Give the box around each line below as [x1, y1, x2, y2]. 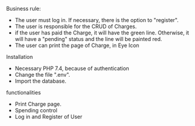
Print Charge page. [14, 100, 61, 108]
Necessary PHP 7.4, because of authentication [14, 65, 129, 72]
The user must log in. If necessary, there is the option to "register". [14, 17, 179, 23]
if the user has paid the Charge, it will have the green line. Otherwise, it [14, 29, 190, 36]
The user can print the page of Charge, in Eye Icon [14, 42, 140, 49]
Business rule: [6, 5, 41, 12]
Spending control [14, 107, 58, 114]
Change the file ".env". [14, 71, 70, 78]
